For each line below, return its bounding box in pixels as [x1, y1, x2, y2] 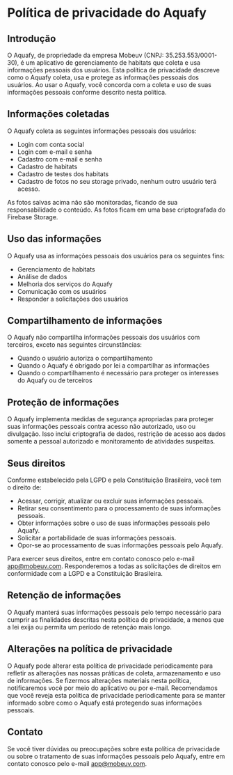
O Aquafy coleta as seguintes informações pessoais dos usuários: [7, 127, 197, 135]
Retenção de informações [7, 590, 122, 602]
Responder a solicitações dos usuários [17, 295, 129, 303]
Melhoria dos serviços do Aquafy [17, 280, 113, 288]
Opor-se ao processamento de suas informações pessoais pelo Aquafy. [17, 541, 224, 549]
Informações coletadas [7, 108, 110, 120]
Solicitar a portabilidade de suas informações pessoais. [17, 534, 177, 542]
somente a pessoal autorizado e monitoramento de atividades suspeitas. [7, 437, 216, 446]
